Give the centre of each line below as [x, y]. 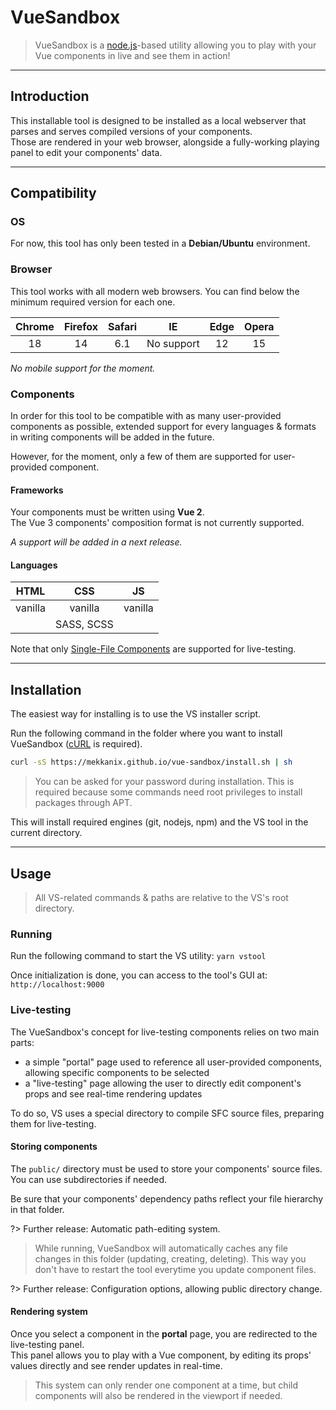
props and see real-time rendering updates [113, 1093]
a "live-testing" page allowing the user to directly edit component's [163, 1083]
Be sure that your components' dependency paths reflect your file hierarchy [167, 1198]
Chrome [35, 326]
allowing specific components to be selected [117, 1072]
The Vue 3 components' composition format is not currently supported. [157, 523]
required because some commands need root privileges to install [168, 792]
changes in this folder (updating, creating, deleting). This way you [170, 1258]
